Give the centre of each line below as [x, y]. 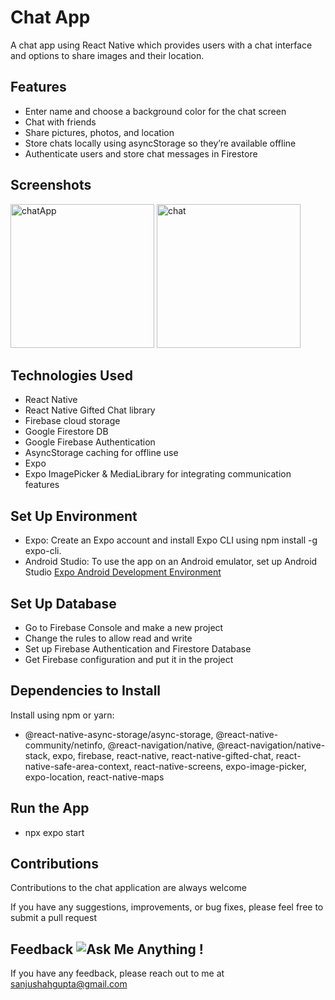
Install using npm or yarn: [62, 715]
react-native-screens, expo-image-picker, [220, 766]
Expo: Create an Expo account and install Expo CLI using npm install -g [171, 540]
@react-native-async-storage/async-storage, [119, 734]
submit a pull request [53, 918]
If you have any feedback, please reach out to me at [117, 973]
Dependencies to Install [86, 691]
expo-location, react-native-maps [94, 777]
